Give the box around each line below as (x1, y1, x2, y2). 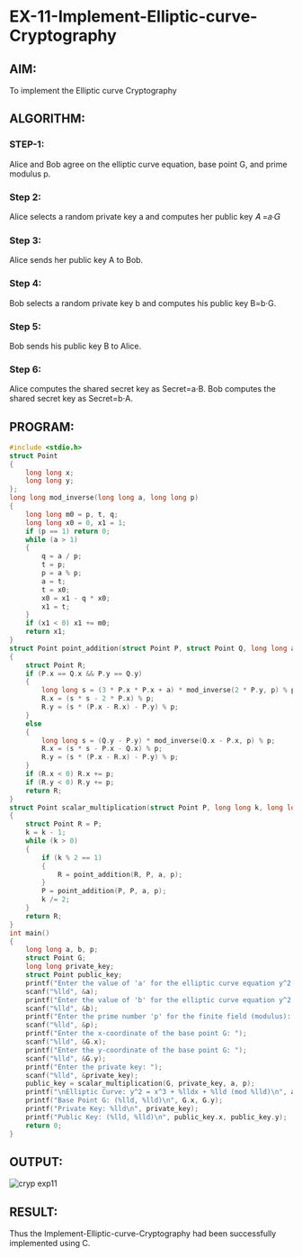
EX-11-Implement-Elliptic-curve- (9, 6, 258, 27)
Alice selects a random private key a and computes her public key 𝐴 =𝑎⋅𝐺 (9, 211, 281, 222)
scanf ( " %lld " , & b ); (25, 1004, 99, 1013)
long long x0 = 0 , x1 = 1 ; (25, 518, 127, 528)
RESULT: (9, 1204, 58, 1219)
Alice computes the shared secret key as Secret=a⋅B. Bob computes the (9, 384, 276, 394)
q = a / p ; (41, 552, 83, 561)
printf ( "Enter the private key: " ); (25, 1063, 164, 1072)
